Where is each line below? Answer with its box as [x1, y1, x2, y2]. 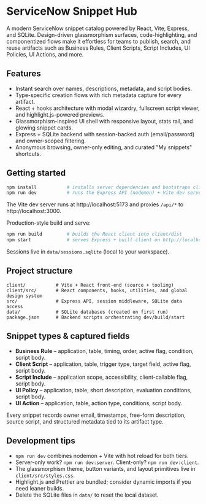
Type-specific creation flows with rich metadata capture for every [15, 91, 182, 99]
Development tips [6, 436, 75, 446]
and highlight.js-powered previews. [15, 110, 105, 118]
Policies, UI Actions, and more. [6, 50, 84, 58]
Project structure [6, 266, 73, 276]
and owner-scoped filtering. [15, 137, 86, 144]
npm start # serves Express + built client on [6, 237, 161, 243]
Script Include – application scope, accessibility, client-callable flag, [15, 373, 188, 381]
